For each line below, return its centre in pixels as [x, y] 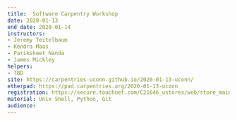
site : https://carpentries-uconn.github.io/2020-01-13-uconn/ [101, 79]
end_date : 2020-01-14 [39, 27]
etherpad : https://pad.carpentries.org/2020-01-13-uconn [93, 86]
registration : [28, 92]
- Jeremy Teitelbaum [38, 40]
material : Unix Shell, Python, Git [60, 100]
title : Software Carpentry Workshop [63, 14]
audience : [22, 106]
